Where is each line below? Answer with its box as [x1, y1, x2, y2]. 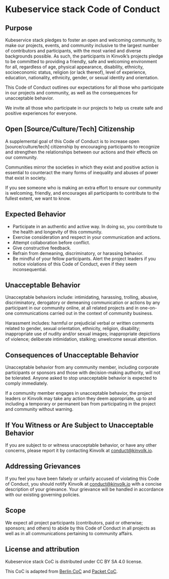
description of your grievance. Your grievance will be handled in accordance [5, 486, 164, 492]
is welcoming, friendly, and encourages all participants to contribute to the [5, 190, 159, 196]
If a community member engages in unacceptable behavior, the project [5, 390, 152, 396]
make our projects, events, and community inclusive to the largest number [5, 42, 159, 48]
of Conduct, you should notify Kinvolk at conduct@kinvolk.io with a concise [5, 481, 162, 487]
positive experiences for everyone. [5, 110, 77, 116]
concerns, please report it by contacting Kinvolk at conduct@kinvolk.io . [5, 448, 153, 454]
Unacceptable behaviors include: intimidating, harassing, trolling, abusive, [5, 294, 158, 300]
